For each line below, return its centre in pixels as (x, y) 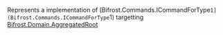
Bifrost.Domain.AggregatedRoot (53, 24)
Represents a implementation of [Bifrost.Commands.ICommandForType (109, 10)
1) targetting (127, 17)
